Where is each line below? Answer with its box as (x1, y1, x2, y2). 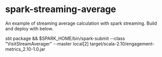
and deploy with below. (5, 25, 53, 31)
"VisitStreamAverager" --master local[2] (5, 40, 89, 46)
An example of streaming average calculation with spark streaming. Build (5, 20, 157, 26)
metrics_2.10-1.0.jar (5, 46, 45, 52)
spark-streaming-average (5, 4, 117, 15)
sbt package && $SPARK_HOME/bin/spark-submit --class (5, 35, 125, 41)
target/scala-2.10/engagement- (90, 40, 155, 46)
